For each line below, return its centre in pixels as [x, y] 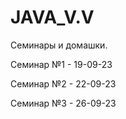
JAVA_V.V [52, 17]
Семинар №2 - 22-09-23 [63, 83]
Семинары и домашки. [59, 45]
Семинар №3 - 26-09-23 [63, 103]
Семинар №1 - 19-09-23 [61, 64]
